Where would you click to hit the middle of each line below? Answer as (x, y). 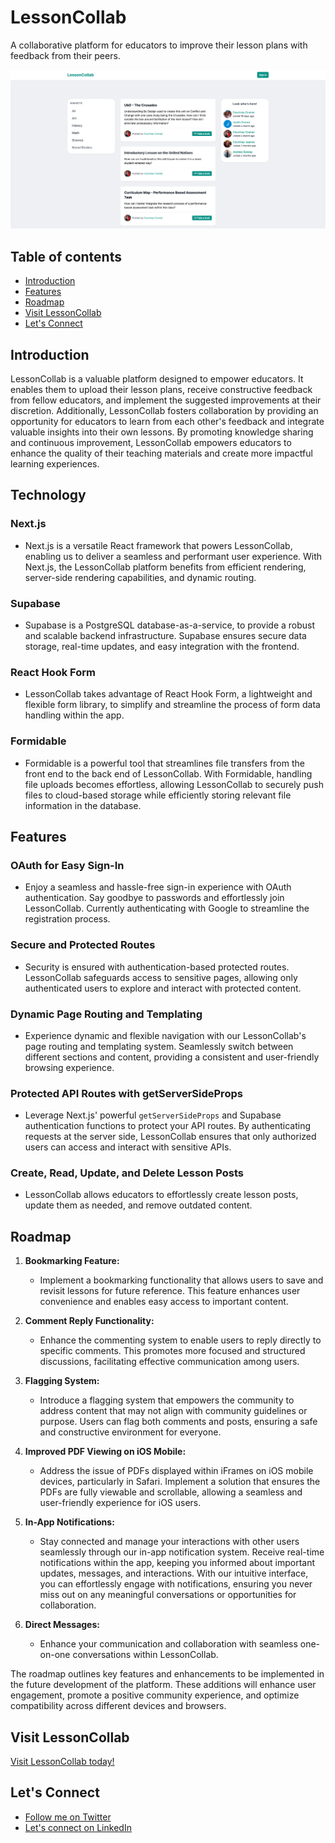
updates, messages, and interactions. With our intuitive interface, (174, 1573)
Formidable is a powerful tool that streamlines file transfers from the (164, 763)
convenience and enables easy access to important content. (164, 1302)
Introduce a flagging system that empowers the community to (167, 1400)
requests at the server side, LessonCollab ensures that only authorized (170, 1137)
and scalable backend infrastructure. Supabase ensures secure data (165, 635)
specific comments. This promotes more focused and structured (172, 1351)
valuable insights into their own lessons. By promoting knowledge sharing (162, 432)
